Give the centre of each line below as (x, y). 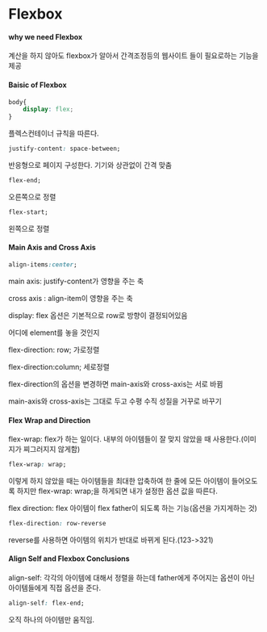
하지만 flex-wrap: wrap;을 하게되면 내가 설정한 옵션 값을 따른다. (117, 491)
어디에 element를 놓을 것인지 (54, 333)
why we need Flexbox (46, 36)
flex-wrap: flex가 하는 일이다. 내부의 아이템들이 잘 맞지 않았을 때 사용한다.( (126, 439)
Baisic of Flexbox (38, 85)
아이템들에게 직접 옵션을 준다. (55, 588)
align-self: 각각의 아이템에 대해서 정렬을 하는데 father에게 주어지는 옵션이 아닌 (132, 578)
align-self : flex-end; (46, 603)
